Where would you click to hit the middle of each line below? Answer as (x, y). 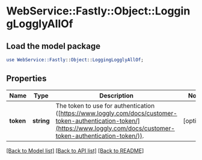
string (41, 120)
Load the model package (54, 46)
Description (116, 96)
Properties (26, 78)
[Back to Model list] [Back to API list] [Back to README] (75, 150)
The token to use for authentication (105, 105)
